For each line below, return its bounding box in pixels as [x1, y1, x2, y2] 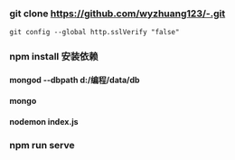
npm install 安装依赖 [9, 51, 99, 63]
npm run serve [9, 138, 75, 151]
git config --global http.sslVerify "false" [9, 28, 180, 37]
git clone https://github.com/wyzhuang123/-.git [9, 7, 226, 20]
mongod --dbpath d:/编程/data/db [9, 74, 140, 85]
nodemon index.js [9, 117, 79, 127]
